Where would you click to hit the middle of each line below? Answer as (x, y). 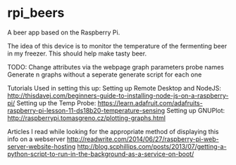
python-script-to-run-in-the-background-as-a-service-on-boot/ (101, 154)
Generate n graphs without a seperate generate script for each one (105, 74)
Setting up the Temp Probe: (56, 103)
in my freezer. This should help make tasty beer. (77, 53)
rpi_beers (36, 13)
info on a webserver (36, 139)
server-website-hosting (42, 146)
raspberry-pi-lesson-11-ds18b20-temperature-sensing (86, 110)
